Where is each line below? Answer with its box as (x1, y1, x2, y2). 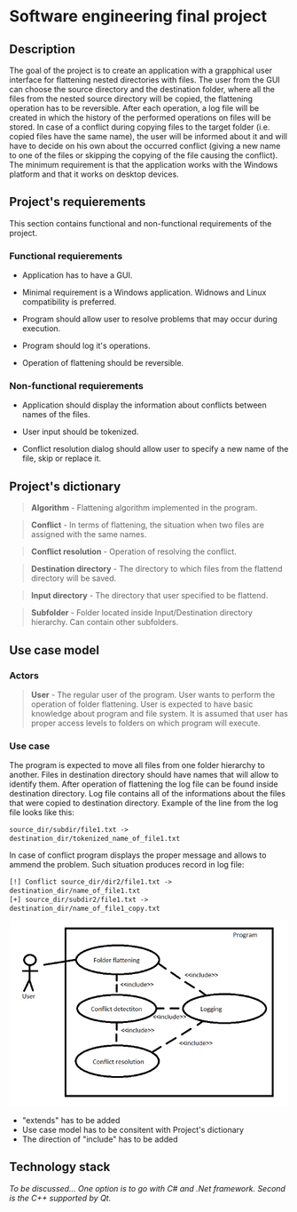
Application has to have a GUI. (21, 270, 133, 281)
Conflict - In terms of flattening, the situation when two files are (30, 519, 264, 530)
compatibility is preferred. (21, 297, 117, 307)
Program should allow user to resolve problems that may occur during (21, 313, 277, 325)
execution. (21, 323, 61, 334)
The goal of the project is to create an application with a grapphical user (9, 65, 273, 75)
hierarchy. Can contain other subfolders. (30, 617, 179, 628)
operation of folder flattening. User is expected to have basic (30, 699, 254, 709)
